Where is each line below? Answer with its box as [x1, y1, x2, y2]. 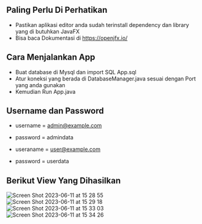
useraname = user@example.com [15, 145, 101, 153]
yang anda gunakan [15, 81, 65, 88]
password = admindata [15, 134, 73, 141]
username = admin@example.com [15, 122, 102, 129]
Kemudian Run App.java [15, 88, 76, 95]
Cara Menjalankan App [6, 52, 95, 63]
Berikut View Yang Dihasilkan [6, 175, 121, 186]
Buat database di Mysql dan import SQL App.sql [15, 68, 137, 75]
